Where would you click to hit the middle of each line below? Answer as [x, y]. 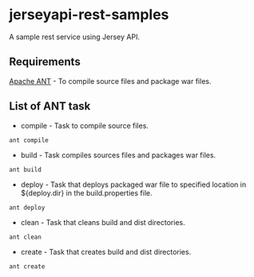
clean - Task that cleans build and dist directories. [103, 222]
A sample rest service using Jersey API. [75, 37]
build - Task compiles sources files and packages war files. [118, 155]
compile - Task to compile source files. [84, 125]
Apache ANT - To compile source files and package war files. [110, 81]
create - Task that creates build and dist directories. [106, 251]
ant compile [29, 140]
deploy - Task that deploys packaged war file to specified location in [133, 184]
